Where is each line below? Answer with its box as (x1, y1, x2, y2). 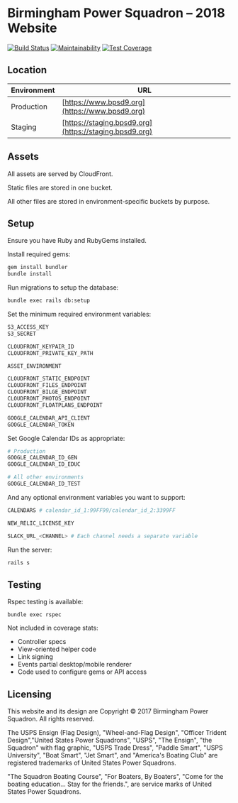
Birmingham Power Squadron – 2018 (7, 5, 225, 21)
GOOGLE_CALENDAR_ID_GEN (7, 454, 78, 461)
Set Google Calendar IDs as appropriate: (7, 434, 125, 442)
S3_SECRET (7, 330, 37, 337)
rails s (7, 559, 30, 566)
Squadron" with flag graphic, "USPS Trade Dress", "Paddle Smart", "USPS (7, 743, 223, 752)
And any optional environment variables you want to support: (7, 493, 186, 501)
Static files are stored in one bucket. (7, 183, 113, 192)
